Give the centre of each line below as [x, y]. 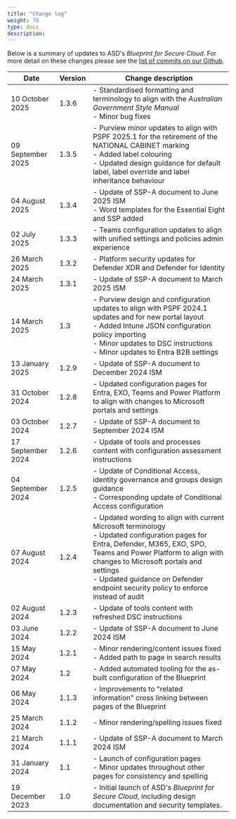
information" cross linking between [150, 698]
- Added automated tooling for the [149, 669]
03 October [30, 421]
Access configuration [128, 506]
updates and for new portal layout [148, 317]
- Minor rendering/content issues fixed [157, 649]
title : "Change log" [38, 14]
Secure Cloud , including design [144, 796]
